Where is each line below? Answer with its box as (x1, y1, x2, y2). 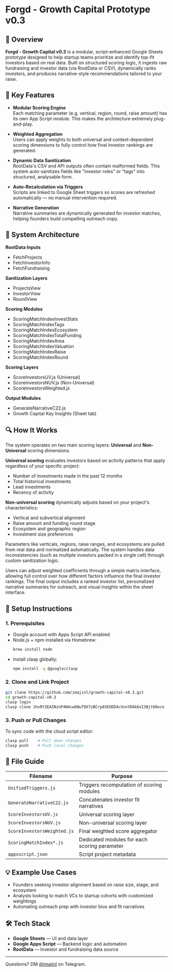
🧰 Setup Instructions (5, 604, 73, 613)
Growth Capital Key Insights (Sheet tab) (12, 410, 97, 416)
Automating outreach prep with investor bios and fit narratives (12, 904, 145, 910)
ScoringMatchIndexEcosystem (12, 327, 78, 333)
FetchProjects (12, 254, 43, 260)
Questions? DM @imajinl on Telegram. (5, 961, 86, 967)
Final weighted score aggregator (79, 827, 158, 835)
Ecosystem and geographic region (12, 526, 86, 532)
